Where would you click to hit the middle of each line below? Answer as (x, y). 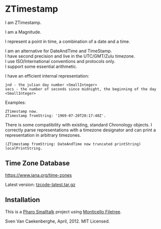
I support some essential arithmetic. (41, 66)
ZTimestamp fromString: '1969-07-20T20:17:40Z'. (56, 116)
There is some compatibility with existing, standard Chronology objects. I (79, 125)
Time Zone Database (37, 163)
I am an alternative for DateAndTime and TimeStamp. (58, 51)
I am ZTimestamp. (23, 22)
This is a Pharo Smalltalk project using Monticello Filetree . (63, 211)
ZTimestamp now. (22, 111)
